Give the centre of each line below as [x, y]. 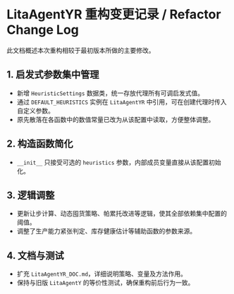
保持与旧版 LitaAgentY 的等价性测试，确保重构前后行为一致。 [105, 283]
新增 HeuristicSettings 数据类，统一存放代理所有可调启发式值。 [110, 93]
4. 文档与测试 [35, 256]
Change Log [43, 30]
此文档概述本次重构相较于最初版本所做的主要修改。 [81, 50]
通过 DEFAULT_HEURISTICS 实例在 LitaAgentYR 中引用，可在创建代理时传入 [122, 102]
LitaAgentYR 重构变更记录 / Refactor [114, 14]
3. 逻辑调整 [31, 195]
